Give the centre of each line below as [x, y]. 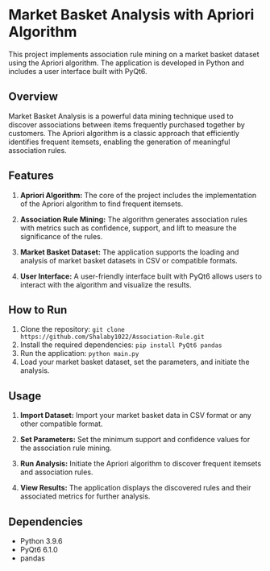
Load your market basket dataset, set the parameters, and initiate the [135, 362]
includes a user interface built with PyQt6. [78, 71]
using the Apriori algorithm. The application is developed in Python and [126, 63]
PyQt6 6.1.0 [39, 550]
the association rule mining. [66, 448]
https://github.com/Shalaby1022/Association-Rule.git [112, 337]
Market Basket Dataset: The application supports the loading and [129, 252]
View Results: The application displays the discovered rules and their [135, 488]
